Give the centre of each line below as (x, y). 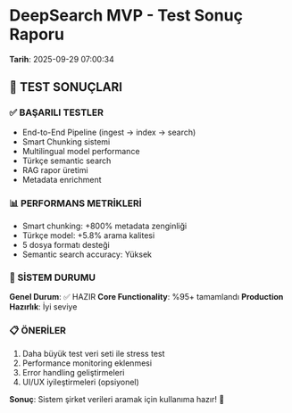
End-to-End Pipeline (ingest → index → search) (109, 132)
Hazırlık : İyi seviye (43, 307)
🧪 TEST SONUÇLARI (66, 87)
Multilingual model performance (81, 151)
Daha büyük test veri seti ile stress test (93, 353)
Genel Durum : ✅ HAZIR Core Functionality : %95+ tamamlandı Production (146, 297)
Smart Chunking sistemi (66, 141)
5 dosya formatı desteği (66, 244)
